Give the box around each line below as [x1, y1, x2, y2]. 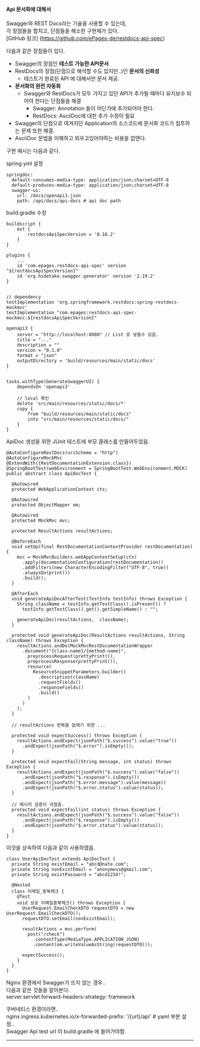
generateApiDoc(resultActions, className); [17, 617, 129, 623]
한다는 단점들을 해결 [35, 97, 82, 104]
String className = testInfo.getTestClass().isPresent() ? [17, 601, 167, 608]
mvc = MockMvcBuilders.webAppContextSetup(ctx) [17, 555, 137, 560]
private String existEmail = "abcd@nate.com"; [11, 862, 129, 868]
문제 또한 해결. [21, 127, 55, 134]
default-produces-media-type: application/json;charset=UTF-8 [11, 182, 169, 188]
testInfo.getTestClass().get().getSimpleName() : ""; [21, 606, 159, 612]
